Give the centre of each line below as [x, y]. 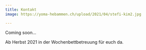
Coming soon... [21, 32]
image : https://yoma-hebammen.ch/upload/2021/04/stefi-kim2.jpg [73, 14]
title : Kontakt [21, 10]
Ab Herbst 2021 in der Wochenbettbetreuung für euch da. [64, 42]
